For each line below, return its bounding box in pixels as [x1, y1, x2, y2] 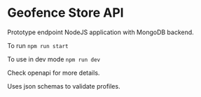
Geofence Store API [7, 5, 124, 21]
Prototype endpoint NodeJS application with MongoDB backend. [7, 28, 194, 36]
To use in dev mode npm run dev [7, 54, 100, 64]
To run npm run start [7, 41, 69, 50]
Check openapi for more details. [7, 68, 100, 77]
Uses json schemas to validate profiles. [7, 82, 120, 90]
